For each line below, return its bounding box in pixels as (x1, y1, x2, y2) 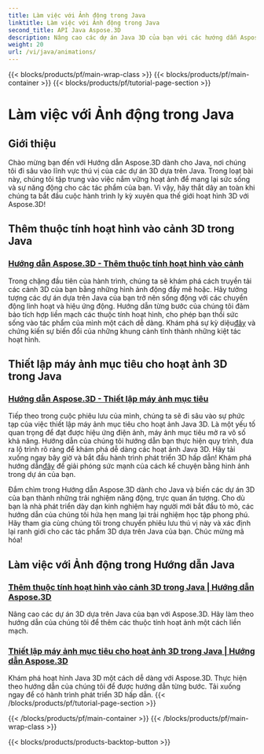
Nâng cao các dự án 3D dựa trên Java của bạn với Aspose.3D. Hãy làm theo (8, 609, 254, 619)
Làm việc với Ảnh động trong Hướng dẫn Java (8, 558, 235, 571)
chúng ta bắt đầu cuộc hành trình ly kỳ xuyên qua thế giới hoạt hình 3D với (8, 191, 249, 201)
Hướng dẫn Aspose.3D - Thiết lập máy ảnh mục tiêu (8, 394, 209, 404)
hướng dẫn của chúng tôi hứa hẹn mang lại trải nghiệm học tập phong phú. (8, 510, 250, 519)
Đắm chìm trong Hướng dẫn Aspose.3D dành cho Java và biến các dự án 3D (8, 485, 255, 494)
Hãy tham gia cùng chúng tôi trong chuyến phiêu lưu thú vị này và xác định (8, 519, 251, 528)
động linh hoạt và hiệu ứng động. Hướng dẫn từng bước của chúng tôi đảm (8, 301, 250, 311)
